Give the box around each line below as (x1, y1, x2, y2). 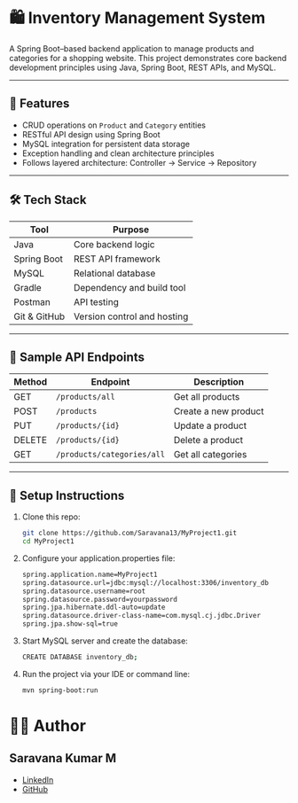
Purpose (112, 223, 150, 236)
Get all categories (173, 448, 247, 461)
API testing (74, 295, 120, 308)
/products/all (56, 392, 115, 402)
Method (13, 376, 48, 388)
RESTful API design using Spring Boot (21, 129, 161, 139)
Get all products (173, 391, 240, 403)
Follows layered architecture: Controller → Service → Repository (21, 157, 257, 168)
